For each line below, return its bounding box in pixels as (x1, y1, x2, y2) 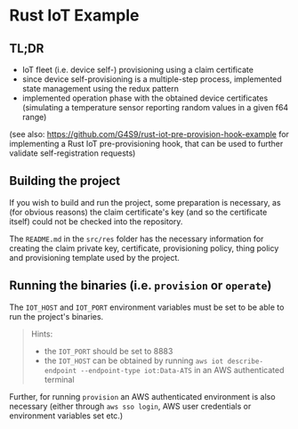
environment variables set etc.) (9, 410, 123, 421)
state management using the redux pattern (21, 84, 180, 93)
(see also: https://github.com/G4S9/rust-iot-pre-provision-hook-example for (9, 129, 289, 139)
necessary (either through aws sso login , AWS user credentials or (9, 401, 252, 411)
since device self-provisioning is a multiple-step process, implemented (21, 74, 282, 85)
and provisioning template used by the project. (9, 252, 181, 263)
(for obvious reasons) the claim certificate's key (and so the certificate (9, 206, 268, 217)
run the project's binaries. (9, 311, 104, 321)
